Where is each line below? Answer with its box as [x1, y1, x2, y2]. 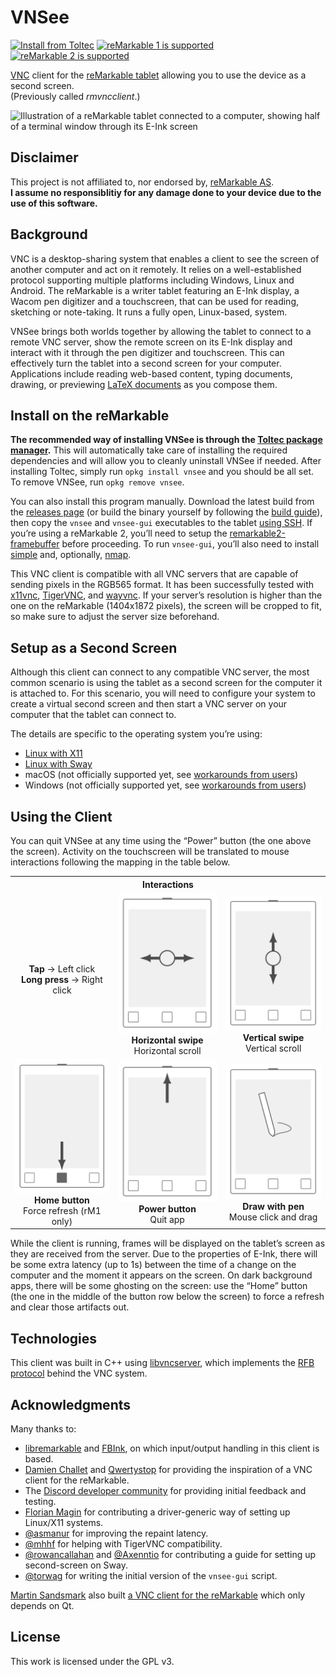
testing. [24, 1496, 57, 1508]
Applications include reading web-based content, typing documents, [10, 367, 293, 380]
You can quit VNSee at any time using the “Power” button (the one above [10, 835, 312, 846]
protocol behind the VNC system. [10, 1367, 148, 1380]
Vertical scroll [244, 1042, 302, 1055]
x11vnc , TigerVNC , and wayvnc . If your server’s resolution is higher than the [10, 589, 323, 601]
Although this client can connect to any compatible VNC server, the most [10, 666, 310, 678]
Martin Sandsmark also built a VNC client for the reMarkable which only [10, 1589, 306, 1601]
